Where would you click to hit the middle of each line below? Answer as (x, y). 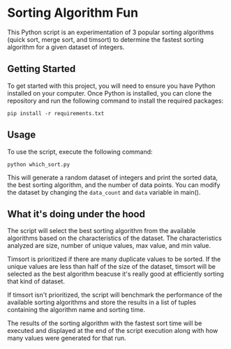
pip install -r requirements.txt (56, 113)
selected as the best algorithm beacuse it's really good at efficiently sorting (116, 274)
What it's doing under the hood (76, 214)
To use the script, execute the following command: (80, 151)
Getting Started (42, 69)
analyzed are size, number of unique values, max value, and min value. (109, 246)
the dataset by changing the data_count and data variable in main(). (104, 192)
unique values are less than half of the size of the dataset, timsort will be (112, 267)
